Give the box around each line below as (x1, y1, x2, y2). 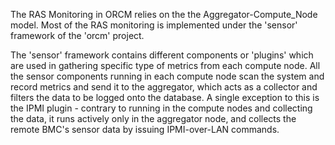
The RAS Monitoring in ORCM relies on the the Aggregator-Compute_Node (10, 9, 318, 20)
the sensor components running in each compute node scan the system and (10, 70, 325, 82)
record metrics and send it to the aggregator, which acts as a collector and (10, 81, 318, 93)
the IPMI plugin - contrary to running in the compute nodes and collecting (10, 102, 313, 114)
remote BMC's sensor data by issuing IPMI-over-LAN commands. (10, 124, 280, 135)
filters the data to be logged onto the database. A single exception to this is (10, 92, 320, 103)
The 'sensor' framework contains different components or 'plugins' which (10, 49, 314, 61)
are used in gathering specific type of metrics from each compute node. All (10, 60, 321, 71)
